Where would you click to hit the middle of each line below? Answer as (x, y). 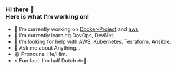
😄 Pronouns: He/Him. (40, 54)
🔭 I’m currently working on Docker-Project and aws (76, 29)
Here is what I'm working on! (47, 16)
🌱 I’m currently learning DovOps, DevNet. (64, 36)
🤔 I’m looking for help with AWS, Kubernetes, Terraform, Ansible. (93, 42)
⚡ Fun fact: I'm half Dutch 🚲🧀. (51, 61)
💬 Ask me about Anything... (47, 48)
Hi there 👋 (20, 9)
